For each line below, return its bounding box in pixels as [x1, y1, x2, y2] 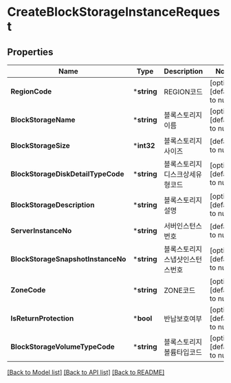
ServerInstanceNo [10, 226, 72, 235]
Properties [7, 46, 54, 58]
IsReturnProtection [10, 314, 74, 323]
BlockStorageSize [10, 141, 70, 150]
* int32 [133, 141, 155, 150]
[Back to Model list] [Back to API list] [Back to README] [7, 369, 165, 376]
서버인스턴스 [164, 221, 203, 230]
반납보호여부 [164, 314, 203, 323]
